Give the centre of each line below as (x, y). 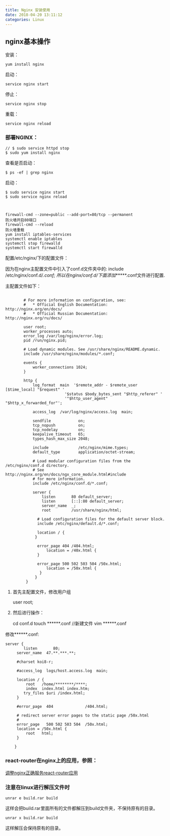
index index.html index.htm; (58, 689)
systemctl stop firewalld (33, 244)
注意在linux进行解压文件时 (38, 787)
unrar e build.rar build (32, 798)
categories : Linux (25, 19)
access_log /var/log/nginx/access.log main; (83, 412)
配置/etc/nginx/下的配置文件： (37, 258)
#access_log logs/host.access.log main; (62, 671)
